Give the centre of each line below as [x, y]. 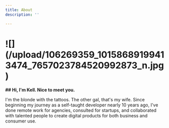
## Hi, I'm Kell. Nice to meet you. [40, 90]
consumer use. [21, 121]
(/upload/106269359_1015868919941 [85, 55]
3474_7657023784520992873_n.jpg [84, 65]
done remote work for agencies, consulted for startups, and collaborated [81, 110]
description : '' [22, 15]
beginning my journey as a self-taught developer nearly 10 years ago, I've [82, 105]
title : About [19, 10]
